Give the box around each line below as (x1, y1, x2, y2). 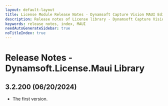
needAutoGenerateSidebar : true (5, 26, 70, 31)
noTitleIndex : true (5, 30, 46, 35)
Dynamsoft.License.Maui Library (5, 63, 145, 74)
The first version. (12, 96, 48, 101)
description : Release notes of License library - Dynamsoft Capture (5, 16, 151, 21)
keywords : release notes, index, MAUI (5, 21, 86, 26)
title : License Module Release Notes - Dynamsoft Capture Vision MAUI (5, 12, 155, 17)
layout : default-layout (5, 7, 55, 12)
